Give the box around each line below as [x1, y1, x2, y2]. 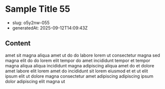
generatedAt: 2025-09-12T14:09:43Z [12, 25, 88, 30]
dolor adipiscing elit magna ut [5, 78, 66, 84]
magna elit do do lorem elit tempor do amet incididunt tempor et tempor [5, 58, 150, 63]
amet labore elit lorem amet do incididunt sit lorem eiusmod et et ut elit [5, 68, 148, 74]
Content [5, 39, 31, 48]
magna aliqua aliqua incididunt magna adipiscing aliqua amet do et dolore [5, 62, 154, 68]
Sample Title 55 [5, 3, 70, 15]
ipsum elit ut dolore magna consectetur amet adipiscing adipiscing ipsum [5, 73, 154, 79]
